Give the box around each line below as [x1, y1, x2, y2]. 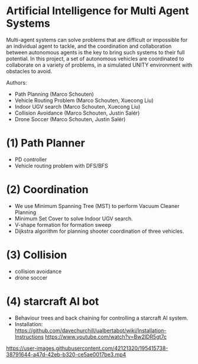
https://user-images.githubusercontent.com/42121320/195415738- [6, 344, 168, 352]
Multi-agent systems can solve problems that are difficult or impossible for [6, 36, 188, 43]
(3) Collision [6, 248, 67, 261]
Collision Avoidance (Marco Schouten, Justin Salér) [14, 109, 140, 116]
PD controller [14, 155, 47, 163]
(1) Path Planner [6, 136, 86, 150]
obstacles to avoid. [6, 67, 53, 74]
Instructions [14, 333, 44, 340]
